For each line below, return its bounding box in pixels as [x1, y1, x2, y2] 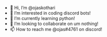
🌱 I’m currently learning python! [9, 15, 75, 21]
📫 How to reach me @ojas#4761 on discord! [9, 26, 102, 32]
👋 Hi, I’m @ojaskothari [9, 5, 55, 10]
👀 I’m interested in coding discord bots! [9, 10, 91, 16]
